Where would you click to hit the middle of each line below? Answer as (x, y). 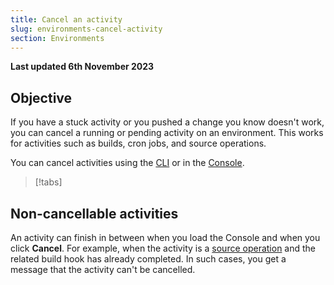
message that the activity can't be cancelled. (103, 269)
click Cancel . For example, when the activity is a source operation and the (163, 248)
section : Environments (57, 38)
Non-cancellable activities (94, 213)
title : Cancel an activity (66, 19)
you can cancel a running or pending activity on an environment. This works (167, 133)
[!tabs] (48, 182)
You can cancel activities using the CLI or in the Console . (127, 163)
